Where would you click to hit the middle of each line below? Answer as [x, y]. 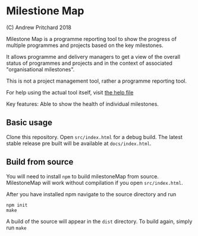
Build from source [40, 162]
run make [16, 228]
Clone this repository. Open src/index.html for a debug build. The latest [94, 137]
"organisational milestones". [40, 69]
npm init [17, 205]
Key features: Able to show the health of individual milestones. [83, 104]
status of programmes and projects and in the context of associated [89, 63]
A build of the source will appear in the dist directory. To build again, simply [99, 221]
